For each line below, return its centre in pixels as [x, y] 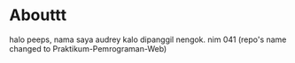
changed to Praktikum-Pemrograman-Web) [88, 48]
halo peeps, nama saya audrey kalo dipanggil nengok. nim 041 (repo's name [148, 39]
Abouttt [38, 15]
